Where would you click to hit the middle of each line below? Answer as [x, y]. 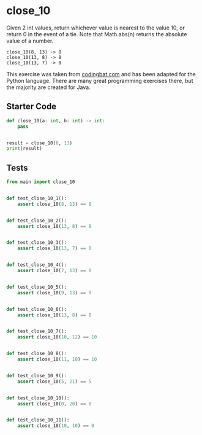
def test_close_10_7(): [37, 331]
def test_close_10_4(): [37, 265]
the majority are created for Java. [48, 87]
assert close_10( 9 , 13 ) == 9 [54, 292]
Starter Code [32, 107]
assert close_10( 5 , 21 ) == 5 [54, 382]
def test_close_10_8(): [37, 354]
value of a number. [30, 41]
